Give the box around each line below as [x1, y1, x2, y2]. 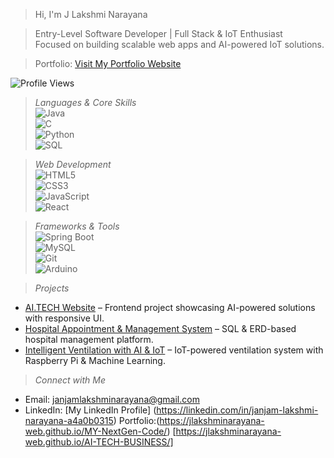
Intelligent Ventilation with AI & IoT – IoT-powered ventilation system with [24, 344, 324, 356]
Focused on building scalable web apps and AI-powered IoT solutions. [34, 39, 325, 50]
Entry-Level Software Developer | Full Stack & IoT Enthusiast [34, 28, 283, 39]
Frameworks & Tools [34, 220, 120, 232]
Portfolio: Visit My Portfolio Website [34, 58, 182, 69]
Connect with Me [34, 374, 106, 386]
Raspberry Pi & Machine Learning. [24, 355, 166, 366]
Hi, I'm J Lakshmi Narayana [34, 9, 148, 20]
